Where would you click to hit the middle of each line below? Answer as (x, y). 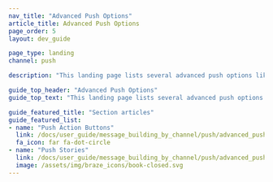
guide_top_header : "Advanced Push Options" (83, 90)
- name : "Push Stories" (49, 150)
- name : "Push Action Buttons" (61, 128)
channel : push (32, 61)
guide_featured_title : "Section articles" (81, 112)
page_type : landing (41, 54)
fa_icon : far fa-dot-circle (63, 143)
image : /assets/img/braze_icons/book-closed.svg (100, 165)
